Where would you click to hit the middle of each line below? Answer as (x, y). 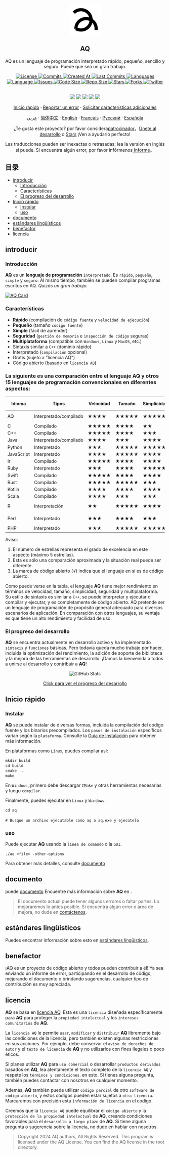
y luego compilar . (23, 790)
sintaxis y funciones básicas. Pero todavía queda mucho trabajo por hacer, (84, 648)
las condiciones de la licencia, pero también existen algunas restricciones (82, 1038)
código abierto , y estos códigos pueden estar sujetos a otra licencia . (79, 1096)
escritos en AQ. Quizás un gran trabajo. (47, 286)
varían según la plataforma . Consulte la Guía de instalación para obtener (81, 736)
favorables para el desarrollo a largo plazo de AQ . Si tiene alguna (76, 1122)
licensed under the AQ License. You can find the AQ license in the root (91, 1142)
